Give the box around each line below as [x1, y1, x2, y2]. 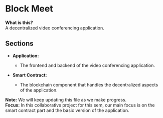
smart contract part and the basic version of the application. [5, 107, 129, 113]
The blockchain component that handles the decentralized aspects [20, 81, 158, 87]
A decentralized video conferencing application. [5, 24, 104, 30]
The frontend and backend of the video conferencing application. [20, 62, 155, 68]
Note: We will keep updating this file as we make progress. [5, 96, 127, 102]
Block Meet [5, 3, 54, 14]
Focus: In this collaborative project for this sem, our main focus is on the [5, 102, 155, 108]
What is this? [5, 19, 34, 25]
